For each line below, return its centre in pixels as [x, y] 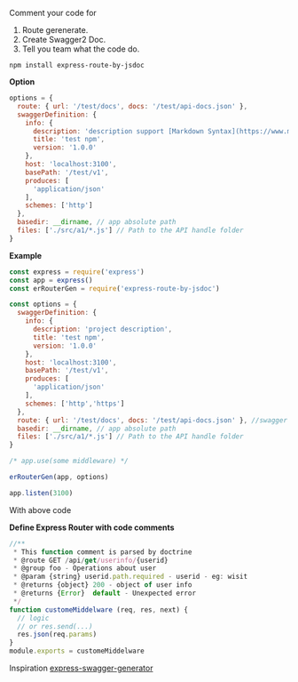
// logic [33, 618]
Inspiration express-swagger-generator [81, 668]
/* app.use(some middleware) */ [69, 461]
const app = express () [51, 280]
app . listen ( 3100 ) [41, 493]
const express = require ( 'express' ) [77, 272]
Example [26, 255]
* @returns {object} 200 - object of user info [102, 585]
